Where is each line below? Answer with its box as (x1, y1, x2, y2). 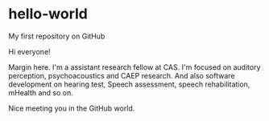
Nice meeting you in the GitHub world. (8, 103, 135, 113)
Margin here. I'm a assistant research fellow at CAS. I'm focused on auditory (8, 62, 261, 72)
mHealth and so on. (8, 87, 74, 97)
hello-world (8, 5, 89, 23)
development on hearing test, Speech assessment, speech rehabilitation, (8, 79, 250, 89)
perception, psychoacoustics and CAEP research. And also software (8, 71, 235, 80)
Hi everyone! (8, 46, 51, 56)
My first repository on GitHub (8, 31, 106, 41)
